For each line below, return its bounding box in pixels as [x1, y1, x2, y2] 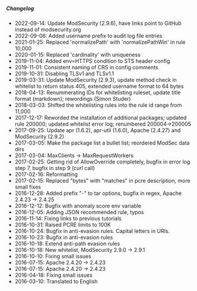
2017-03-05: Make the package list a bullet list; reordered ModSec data [14, 139, 190, 146]
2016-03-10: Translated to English [14, 277, 98, 284]
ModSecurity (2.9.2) [14, 133, 64, 140]
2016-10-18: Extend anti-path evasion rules [14, 240, 120, 247]
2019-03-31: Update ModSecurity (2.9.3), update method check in [14, 76, 177, 83]
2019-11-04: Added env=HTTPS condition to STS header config [14, 57, 170, 65]
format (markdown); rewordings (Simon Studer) [14, 95, 131, 102]
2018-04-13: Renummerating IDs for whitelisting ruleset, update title [14, 89, 181, 96]
